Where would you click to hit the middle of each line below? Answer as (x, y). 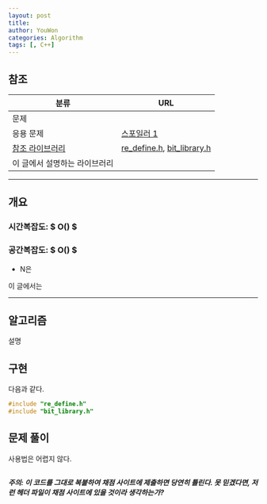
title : (19, 23)
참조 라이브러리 (39, 148)
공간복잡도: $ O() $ (43, 250)
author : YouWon (33, 30)
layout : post (30, 15)
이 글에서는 (25, 285)
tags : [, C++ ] (32, 45)
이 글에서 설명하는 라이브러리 (63, 163)
